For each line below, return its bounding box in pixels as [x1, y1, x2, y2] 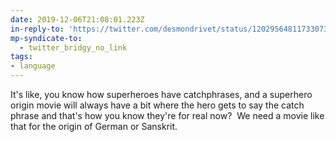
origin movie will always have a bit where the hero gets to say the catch [10, 99, 305, 111]
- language [10, 61, 56, 71]
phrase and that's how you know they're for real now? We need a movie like [10, 110, 325, 121]
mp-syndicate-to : [10, 33, 83, 43]
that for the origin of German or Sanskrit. [10, 121, 178, 132]
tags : [10, 52, 33, 62]
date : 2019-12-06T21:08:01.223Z [10, 14, 145, 25]
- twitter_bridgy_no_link [19, 42, 128, 53]
